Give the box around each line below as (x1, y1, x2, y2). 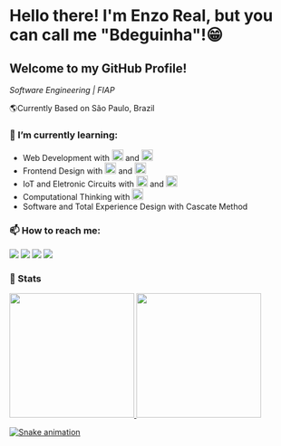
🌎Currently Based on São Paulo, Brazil (9, 103, 155, 113)
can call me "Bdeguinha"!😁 (9, 24, 224, 45)
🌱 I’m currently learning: (9, 128, 118, 141)
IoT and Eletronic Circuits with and (22, 178, 165, 190)
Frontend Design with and (22, 166, 133, 176)
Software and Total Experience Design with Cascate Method (22, 201, 248, 213)
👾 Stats (9, 272, 42, 285)
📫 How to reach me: (9, 224, 102, 237)
